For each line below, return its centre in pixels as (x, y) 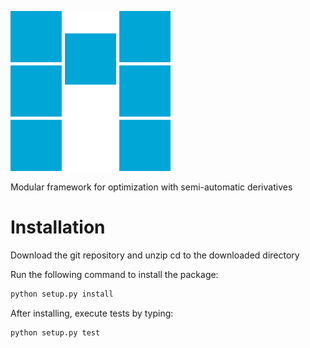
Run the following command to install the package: (114, 274)
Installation (58, 227)
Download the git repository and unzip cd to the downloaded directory (155, 255)
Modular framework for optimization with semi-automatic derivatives (151, 187)
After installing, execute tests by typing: (92, 313)
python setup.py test (55, 332)
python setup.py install (62, 294)
